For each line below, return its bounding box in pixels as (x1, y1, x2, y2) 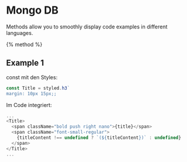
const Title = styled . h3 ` (6, 85, 70, 91)
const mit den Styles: (6, 73, 58, 80)
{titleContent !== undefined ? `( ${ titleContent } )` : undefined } (17, 135, 182, 141)
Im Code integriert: (6, 101, 52, 108)
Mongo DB (6, 4, 59, 17)
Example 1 (6, 58, 44, 68)
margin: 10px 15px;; (6, 90, 57, 96)
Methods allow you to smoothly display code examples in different (6, 23, 167, 30)
